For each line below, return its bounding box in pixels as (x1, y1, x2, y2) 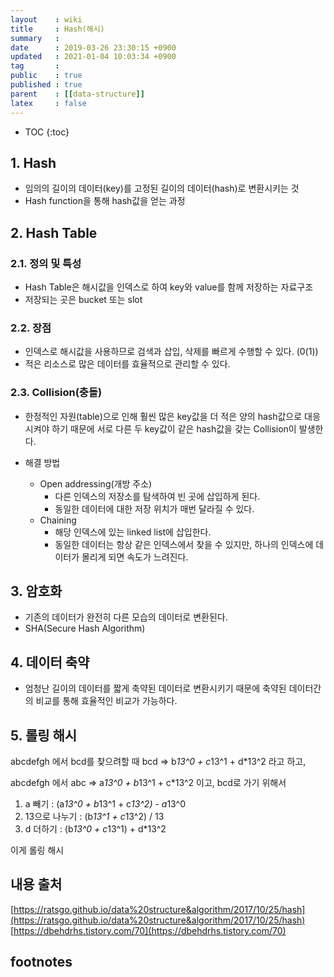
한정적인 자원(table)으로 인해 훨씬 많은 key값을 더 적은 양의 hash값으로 (24, 410, 303, 422)
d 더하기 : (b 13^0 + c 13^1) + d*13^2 (24, 823, 167, 835)
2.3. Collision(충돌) (10, 386, 103, 400)
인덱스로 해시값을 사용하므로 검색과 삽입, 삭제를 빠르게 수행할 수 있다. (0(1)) (24, 346, 319, 358)
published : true (10, 80, 83, 90)
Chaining (39, 514, 77, 526)
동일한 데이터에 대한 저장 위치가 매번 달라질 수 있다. (54, 502, 255, 515)
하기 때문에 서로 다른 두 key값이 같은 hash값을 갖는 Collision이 (51, 422, 297, 435)
